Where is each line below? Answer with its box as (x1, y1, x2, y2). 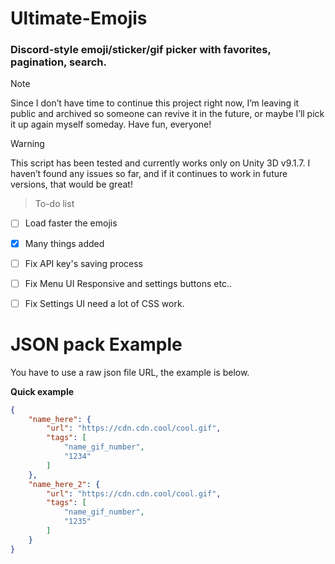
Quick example (10, 385, 75, 397)
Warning (10, 138, 45, 150)
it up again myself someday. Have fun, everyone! (10, 118, 212, 131)
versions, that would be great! (10, 178, 133, 191)
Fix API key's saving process (24, 257, 144, 269)
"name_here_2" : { (28, 479, 101, 489)
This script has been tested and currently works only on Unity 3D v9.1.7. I (10, 157, 311, 169)
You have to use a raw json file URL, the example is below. (10, 366, 250, 378)
